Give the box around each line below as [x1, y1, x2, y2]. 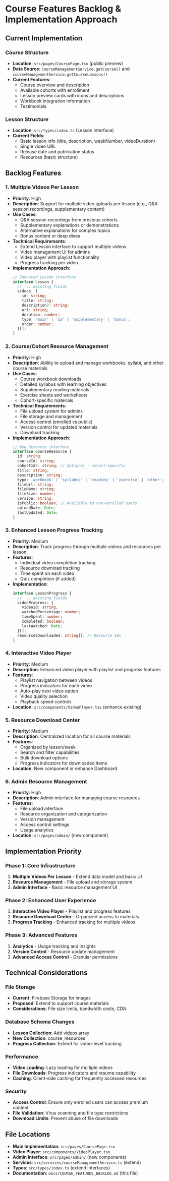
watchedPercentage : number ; [22, 610, 81, 615]
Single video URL [20, 143, 56, 149]
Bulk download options [20, 755, 68, 761]
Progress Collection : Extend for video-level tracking [12, 1040, 122, 1046]
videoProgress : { [17, 600, 54, 605]
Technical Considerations [5, 969, 88, 977]
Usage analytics [20, 827, 54, 833]
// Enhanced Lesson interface [12, 274, 77, 280]
